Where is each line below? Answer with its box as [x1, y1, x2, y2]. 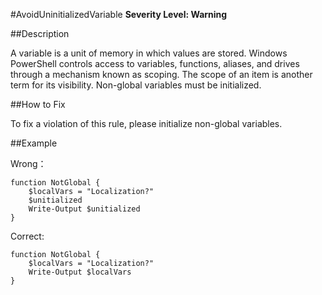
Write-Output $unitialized [28, 204, 141, 214]
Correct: [10, 230, 45, 242]
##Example [10, 137, 58, 149]
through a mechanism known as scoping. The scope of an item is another [10, 69, 313, 80]
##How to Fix [10, 99, 66, 110]
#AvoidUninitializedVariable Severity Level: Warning [10, 9, 228, 20]
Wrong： [10, 158, 47, 169]
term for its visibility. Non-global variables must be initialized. [10, 79, 262, 91]
